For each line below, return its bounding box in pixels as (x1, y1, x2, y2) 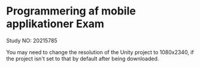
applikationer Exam (6, 17, 105, 31)
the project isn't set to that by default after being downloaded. (6, 55, 159, 62)
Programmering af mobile (6, 4, 136, 18)
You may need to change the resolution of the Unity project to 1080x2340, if (6, 48, 194, 55)
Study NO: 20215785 (6, 37, 58, 44)
